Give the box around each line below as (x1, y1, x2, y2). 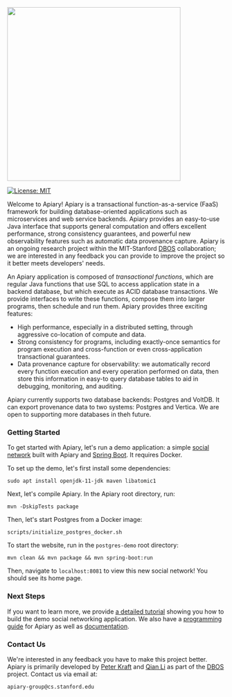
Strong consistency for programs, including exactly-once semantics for (17, 338, 221, 346)
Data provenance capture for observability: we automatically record (17, 360, 211, 368)
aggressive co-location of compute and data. (17, 330, 147, 338)
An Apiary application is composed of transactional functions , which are (7, 272, 214, 281)
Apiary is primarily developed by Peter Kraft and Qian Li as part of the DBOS (7, 662, 224, 671)
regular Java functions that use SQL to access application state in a (7, 280, 199, 288)
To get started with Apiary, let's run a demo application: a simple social (7, 443, 210, 452)
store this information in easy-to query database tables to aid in (17, 375, 199, 383)
